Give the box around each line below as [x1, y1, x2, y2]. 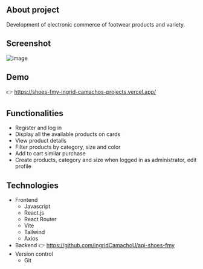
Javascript [24, 203, 51, 210]
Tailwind [24, 228, 45, 236]
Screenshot [6, 39, 51, 49]
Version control [14, 250, 53, 258]
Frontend [14, 196, 38, 204]
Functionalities [6, 108, 63, 118]
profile [14, 163, 31, 170]
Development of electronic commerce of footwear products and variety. [6, 21, 185, 28]
